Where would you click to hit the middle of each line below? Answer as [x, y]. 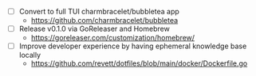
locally [30, 55]
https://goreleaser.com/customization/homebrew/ [113, 38]
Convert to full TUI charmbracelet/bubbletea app [99, 11]
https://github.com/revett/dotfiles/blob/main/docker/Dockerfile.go [139, 63]
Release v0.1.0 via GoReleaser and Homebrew [95, 29]
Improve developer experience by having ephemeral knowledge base [133, 46]
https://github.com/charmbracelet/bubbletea [104, 21]
